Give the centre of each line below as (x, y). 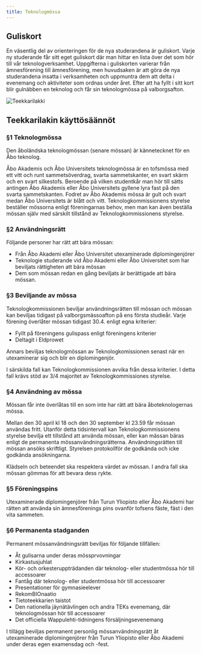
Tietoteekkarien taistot (43, 600)
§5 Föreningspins (32, 488)
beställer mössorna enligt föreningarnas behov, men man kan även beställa (99, 207)
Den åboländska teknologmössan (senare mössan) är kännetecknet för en (98, 151)
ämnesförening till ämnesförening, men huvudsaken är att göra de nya (93, 70)
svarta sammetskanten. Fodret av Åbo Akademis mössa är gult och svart (96, 195)
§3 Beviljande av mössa (42, 296)
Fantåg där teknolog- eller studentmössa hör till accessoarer (90, 581)
